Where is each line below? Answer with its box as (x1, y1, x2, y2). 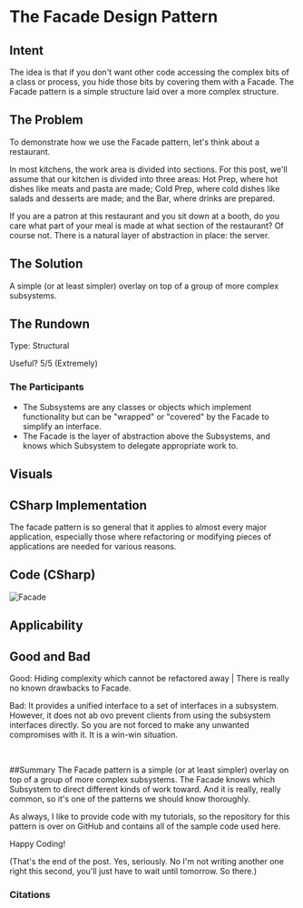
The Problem (9, 112, 83, 128)
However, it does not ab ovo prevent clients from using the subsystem (9, 710, 271, 721)
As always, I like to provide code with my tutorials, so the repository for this (9, 811, 290, 822)
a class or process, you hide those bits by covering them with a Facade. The (9, 76, 295, 87)
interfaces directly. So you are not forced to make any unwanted (9, 719, 249, 730)
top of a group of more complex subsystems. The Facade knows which (9, 773, 276, 784)
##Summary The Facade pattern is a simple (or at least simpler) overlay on (9, 764, 289, 775)
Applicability (9, 618, 83, 633)
